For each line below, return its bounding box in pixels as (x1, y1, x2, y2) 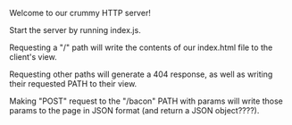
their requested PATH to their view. (9, 79, 138, 88)
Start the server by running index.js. (9, 25, 141, 35)
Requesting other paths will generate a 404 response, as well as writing (9, 69, 273, 79)
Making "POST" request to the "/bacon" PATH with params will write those (9, 96, 283, 106)
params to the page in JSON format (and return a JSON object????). (9, 105, 260, 115)
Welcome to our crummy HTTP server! (9, 8, 152, 18)
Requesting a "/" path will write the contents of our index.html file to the (9, 42, 273, 53)
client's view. (9, 52, 57, 62)
